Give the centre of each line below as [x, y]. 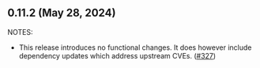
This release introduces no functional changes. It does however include [135, 47]
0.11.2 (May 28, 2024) [62, 13]
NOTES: [20, 32]
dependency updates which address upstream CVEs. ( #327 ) [117, 55]
